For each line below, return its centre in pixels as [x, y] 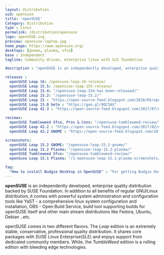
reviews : [14, 118]
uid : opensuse [20, 14]
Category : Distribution [29, 23]
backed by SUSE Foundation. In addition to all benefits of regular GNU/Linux [82, 191]
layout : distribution [27, 10]
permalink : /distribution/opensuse [41, 32]
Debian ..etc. [18, 217]
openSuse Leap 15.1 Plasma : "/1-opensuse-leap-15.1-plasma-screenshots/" [86, 159]
